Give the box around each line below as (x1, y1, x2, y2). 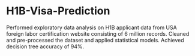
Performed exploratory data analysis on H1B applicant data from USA (6, 24, 177, 31)
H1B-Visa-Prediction (6, 4, 110, 18)
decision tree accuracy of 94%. (6, 43, 85, 50)
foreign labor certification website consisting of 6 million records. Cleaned (6, 30, 190, 37)
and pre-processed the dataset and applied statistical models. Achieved (6, 36, 184, 43)
